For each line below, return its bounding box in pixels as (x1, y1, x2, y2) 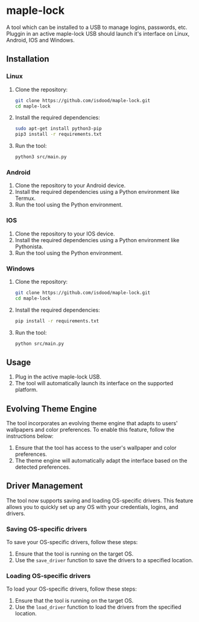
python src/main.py (14, 341, 65, 347)
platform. (14, 386, 38, 393)
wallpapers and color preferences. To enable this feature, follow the (6, 426, 175, 434)
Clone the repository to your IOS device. (14, 230, 115, 237)
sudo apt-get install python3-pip (14, 126, 102, 132)
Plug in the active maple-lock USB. (14, 373, 101, 380)
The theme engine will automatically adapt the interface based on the (14, 457, 188, 464)
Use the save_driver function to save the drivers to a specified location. (14, 557, 194, 564)
